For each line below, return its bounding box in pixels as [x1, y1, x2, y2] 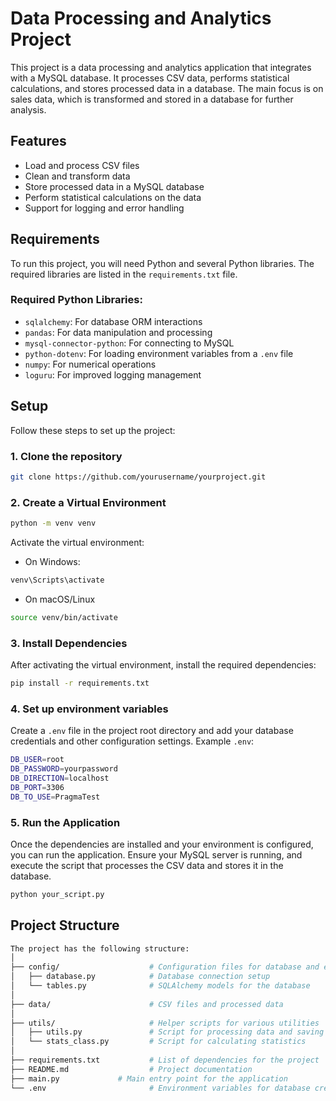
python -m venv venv [10, 518, 97, 529]
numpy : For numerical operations [24, 358, 157, 370]
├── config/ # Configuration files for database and [10, 962, 320, 972]
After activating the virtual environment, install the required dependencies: [10, 659, 317, 671]
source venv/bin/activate [10, 612, 118, 622]
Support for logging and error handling [24, 202, 185, 214]
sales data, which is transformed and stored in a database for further [10, 93, 294, 105]
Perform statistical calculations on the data [24, 191, 202, 203]
